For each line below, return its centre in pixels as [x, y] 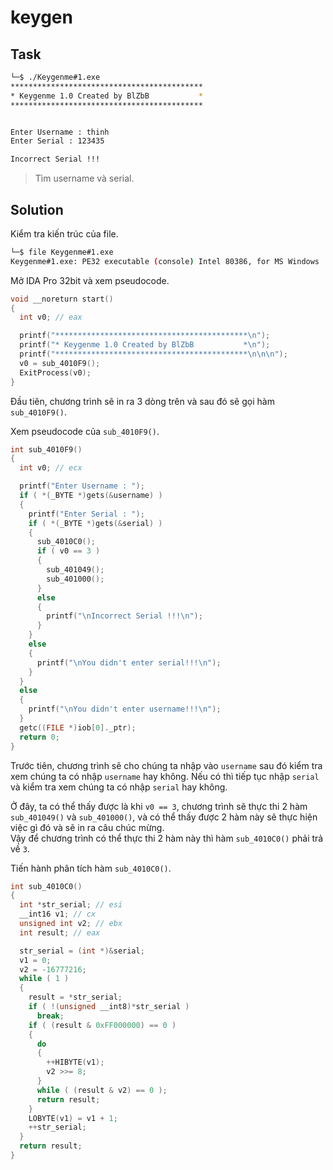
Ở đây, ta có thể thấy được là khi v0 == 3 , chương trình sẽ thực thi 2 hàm [159, 806]
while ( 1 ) [44, 979]
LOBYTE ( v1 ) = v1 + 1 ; [73, 1118]
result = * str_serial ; [75, 997]
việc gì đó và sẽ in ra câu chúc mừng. [87, 827]
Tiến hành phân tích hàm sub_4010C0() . [91, 868]
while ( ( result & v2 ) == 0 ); [102, 1090]
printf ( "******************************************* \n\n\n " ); [153, 354]
